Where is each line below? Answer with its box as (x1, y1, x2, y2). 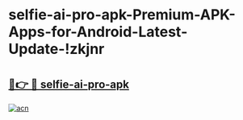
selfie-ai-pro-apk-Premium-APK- (8, 6, 236, 24)
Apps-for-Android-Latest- (8, 23, 188, 41)
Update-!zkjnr (8, 40, 105, 58)
